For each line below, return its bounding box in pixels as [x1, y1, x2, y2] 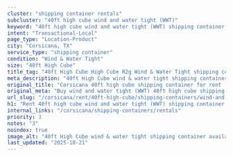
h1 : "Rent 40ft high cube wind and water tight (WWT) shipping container [7, 101, 225, 108]
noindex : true [7, 126, 49, 133]
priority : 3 [7, 113, 42, 120]
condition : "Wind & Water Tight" [7, 56, 104, 63]
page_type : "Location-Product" [7, 36, 98, 43]
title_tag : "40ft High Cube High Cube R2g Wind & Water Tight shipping [7, 68, 218, 75]
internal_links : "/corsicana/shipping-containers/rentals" [7, 107, 182, 114]
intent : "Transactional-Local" [7, 29, 98, 37]
